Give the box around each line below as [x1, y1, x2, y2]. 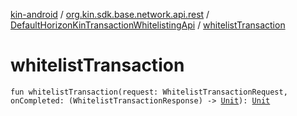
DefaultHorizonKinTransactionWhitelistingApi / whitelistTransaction [10, 19, 286, 31]
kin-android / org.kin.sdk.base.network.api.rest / [10, 9, 210, 20]
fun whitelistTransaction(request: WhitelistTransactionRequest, [10, 87, 288, 97]
